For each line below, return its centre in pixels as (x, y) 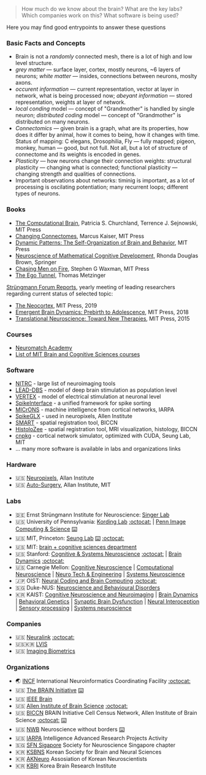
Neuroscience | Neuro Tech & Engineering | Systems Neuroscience (100, 574)
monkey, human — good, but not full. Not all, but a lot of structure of (101, 148)
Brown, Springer (36, 262)
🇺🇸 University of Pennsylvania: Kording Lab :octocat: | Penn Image (100, 521)
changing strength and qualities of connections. (76, 174)
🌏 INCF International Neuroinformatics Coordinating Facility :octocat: (103, 681)
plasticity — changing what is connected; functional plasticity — (96, 168)
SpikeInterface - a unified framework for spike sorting (83, 403)
